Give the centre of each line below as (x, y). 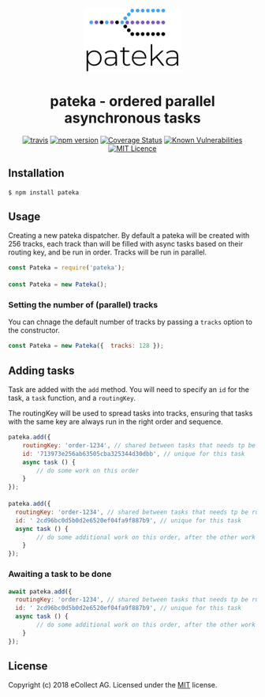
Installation (36, 173)
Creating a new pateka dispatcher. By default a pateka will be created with (129, 235)
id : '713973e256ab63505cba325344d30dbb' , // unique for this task (134, 454)
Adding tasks (41, 370)
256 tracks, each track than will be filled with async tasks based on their (125, 244)
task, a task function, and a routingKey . (72, 398)
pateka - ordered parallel (132, 102)
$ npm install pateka (44, 192)
